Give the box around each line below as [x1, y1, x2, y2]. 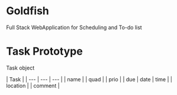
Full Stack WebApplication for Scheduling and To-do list [6, 24, 142, 31]
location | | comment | [6, 82, 60, 89]
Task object [6, 64, 34, 71]
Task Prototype [6, 45, 83, 58]
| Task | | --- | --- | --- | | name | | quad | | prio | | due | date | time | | [6, 75, 173, 83]
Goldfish [6, 4, 49, 18]
